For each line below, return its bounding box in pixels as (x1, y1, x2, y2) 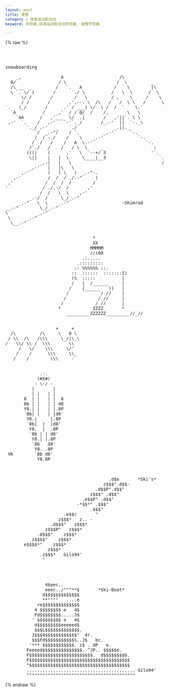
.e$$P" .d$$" (82, 497, 114, 503)
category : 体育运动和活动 (5, 17, 57, 22)
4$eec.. (45, 582, 64, 588)
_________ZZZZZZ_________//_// (66, 311, 143, 317)
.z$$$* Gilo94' (39, 552, 82, 558)
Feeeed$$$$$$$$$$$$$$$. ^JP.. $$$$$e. (26, 647, 122, 653)
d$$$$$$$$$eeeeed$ (34, 622, 80, 628)
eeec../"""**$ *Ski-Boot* (45, 587, 125, 593)
